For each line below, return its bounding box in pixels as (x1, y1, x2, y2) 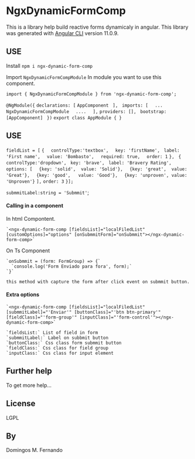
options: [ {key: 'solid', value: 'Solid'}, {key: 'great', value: (6, 166, 187, 172)
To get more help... (6, 382, 52, 389)
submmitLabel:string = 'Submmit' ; (6, 189, 90, 196)
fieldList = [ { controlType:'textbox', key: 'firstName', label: (6, 148, 180, 153)
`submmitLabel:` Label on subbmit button (6, 335, 109, 341)
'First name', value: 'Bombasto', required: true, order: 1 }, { (6, 153, 182, 159)
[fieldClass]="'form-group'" (6, 314, 77, 320)
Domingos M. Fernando (6, 447, 63, 454)
